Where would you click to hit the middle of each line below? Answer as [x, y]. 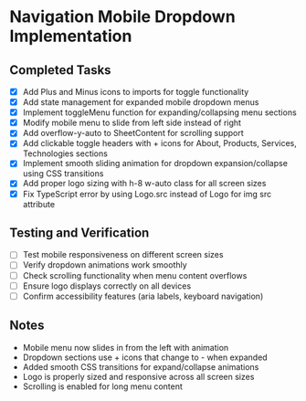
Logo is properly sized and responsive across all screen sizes [138, 376]
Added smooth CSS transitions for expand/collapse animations [141, 366]
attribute [39, 204]
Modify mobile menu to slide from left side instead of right [132, 123]
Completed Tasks [60, 70]
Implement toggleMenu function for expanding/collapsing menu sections [159, 112]
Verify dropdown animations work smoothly [105, 265]
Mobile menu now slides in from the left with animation [126, 347]
